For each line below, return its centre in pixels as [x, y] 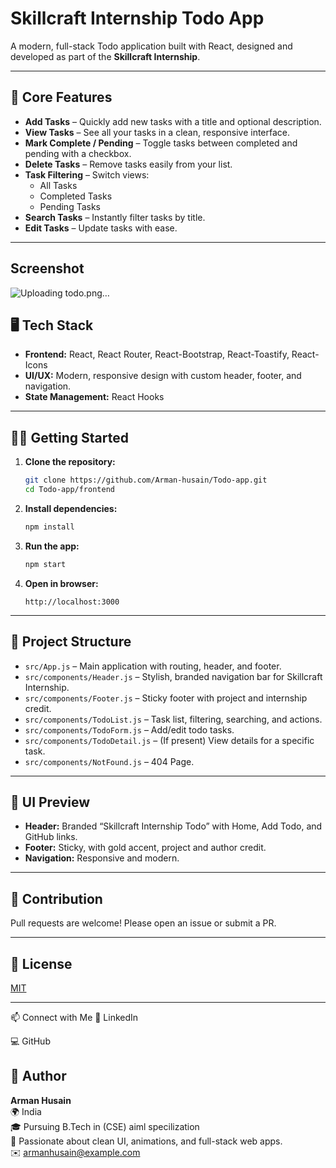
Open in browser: [61, 583]
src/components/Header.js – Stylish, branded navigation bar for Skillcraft [173, 676]
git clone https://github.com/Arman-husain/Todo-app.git [146, 480]
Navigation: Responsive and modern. [102, 858]
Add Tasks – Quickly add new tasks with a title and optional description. [173, 121]
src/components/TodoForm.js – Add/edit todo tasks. [129, 729]
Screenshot [47, 268]
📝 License [41, 963]
